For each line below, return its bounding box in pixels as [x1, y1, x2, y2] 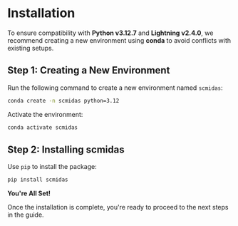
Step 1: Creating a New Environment [7, 64, 170, 76]
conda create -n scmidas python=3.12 [7, 97, 120, 104]
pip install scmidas [7, 176, 69, 183]
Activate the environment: [7, 110, 83, 118]
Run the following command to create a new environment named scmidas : [7, 83, 223, 92]
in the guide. [7, 210, 44, 219]
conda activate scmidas [7, 123, 78, 131]
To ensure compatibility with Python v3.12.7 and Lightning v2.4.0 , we [7, 29, 214, 37]
